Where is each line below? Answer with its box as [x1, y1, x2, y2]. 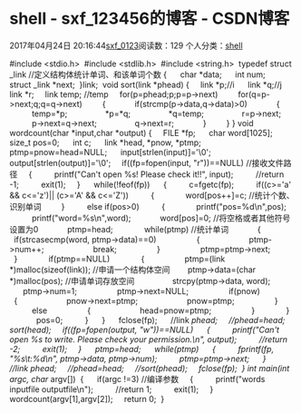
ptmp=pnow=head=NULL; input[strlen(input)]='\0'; [9, 146, 211, 157]
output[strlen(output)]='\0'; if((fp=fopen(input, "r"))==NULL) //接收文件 [9, 157, 284, 168]
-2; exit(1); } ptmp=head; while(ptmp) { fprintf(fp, [9, 343, 275, 354]
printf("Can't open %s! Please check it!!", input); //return [53, 169, 285, 180]
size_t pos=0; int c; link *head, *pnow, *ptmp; [9, 137, 201, 148]
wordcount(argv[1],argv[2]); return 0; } [9, 393, 165, 404]
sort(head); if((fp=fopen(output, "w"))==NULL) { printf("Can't [9, 324, 279, 335]
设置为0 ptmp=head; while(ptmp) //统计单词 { [9, 223, 261, 234]
